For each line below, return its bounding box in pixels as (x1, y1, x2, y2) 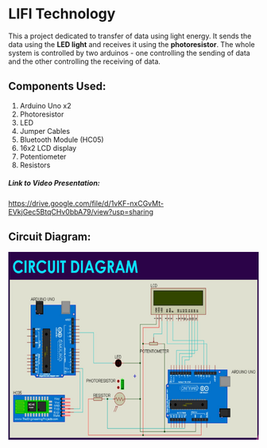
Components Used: (8, 80, 106, 93)
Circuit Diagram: (8, 230, 91, 244)
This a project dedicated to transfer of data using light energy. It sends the (8, 31, 252, 41)
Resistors (19, 160, 51, 170)
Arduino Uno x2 (19, 100, 72, 110)
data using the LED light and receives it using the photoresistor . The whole (8, 39, 256, 49)
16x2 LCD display (19, 143, 77, 152)
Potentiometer (19, 151, 67, 161)
